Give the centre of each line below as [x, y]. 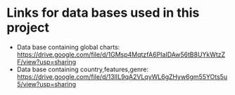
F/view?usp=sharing [46, 61]
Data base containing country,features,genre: [83, 69]
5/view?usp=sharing [46, 84]
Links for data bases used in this [103, 13]
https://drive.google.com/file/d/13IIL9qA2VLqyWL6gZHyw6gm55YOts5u [122, 76]
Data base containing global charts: [68, 47]
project [28, 28]
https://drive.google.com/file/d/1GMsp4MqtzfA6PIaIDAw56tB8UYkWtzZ [121, 54]
